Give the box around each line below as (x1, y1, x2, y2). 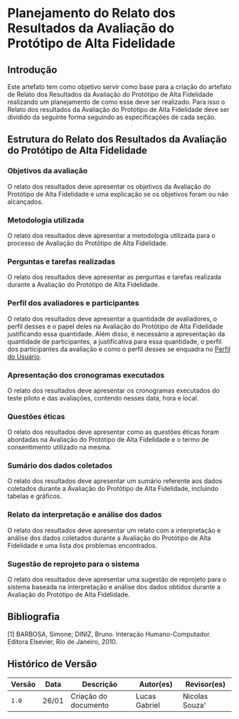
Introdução (7, 63, 58, 76)
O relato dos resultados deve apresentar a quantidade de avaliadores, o (7, 314, 218, 323)
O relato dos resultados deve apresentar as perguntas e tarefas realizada (7, 273, 222, 281)
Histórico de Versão (7, 658, 97, 671)
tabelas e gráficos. (7, 492, 63, 500)
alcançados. (7, 197, 43, 206)
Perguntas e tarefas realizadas (7, 257, 116, 267)
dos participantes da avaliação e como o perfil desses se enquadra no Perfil (7, 344, 231, 353)
